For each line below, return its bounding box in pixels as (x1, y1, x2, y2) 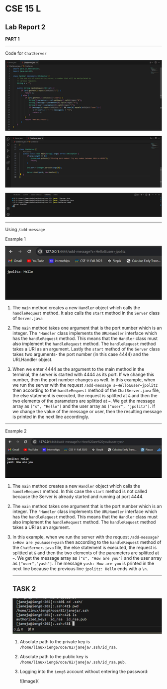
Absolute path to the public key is (19, 654, 88, 660)
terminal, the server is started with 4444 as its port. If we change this (12, 371, 155, 377)
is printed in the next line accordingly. (12, 414, 89, 420)
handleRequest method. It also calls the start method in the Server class (12, 310, 160, 316)
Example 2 (5, 428, 27, 434)
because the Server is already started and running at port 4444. (12, 493, 144, 500)
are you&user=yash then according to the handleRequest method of (25, 539, 162, 545)
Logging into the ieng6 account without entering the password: (19, 669, 149, 675)
